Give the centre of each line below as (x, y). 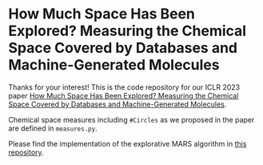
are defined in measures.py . (53, 128)
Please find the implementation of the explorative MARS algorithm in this (128, 143)
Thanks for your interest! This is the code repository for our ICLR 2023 (124, 87)
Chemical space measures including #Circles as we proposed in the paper (131, 119)
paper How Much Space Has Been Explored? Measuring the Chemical (124, 95)
